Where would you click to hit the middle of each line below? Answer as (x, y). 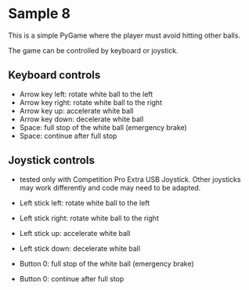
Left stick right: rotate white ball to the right (89, 218)
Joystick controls (52, 160)
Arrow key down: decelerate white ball (81, 119)
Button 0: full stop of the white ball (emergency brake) (106, 263)
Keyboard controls (54, 75)
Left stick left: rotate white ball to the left (85, 203)
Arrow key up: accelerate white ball (76, 111)
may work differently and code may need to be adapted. (110, 187)
